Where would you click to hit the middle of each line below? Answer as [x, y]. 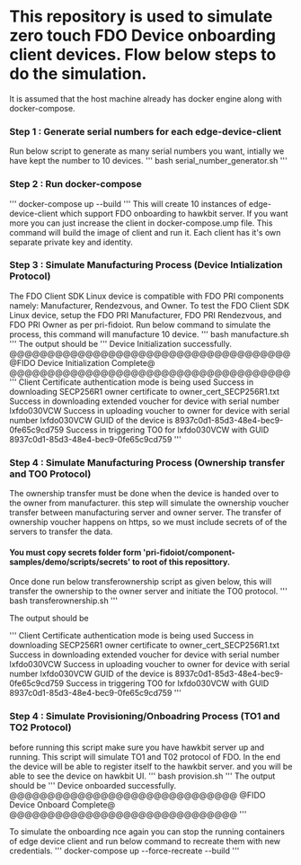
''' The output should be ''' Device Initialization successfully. [120, 343]
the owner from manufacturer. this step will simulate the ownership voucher [149, 503]
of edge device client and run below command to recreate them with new [145, 841]
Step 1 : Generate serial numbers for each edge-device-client [146, 131]
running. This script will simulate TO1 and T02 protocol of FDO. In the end [145, 756]
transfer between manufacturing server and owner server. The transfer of [146, 513]
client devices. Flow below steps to [143, 55]
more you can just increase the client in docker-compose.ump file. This [141, 223]
